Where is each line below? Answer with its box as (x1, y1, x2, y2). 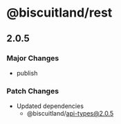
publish (16, 69, 38, 77)
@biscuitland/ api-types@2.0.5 (26, 109, 114, 118)
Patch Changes (6, 86, 59, 96)
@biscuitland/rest (6, 5, 113, 21)
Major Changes (6, 53, 59, 63)
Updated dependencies (16, 102, 84, 110)
